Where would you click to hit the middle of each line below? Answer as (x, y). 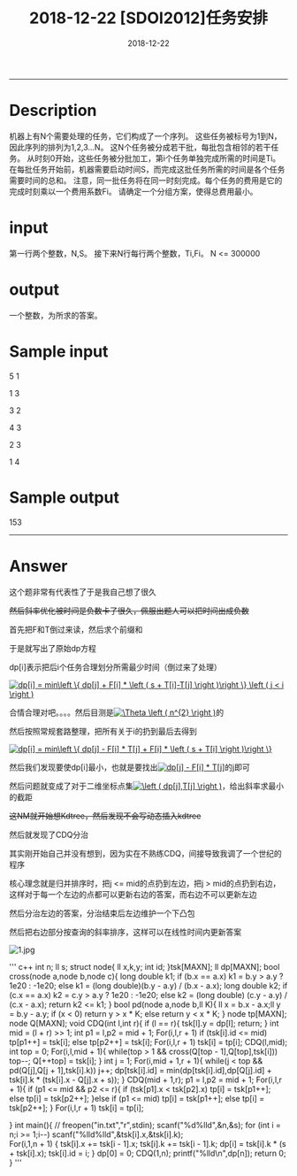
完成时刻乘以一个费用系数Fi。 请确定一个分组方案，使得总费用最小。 (133, 191)
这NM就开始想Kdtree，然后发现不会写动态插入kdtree (105, 816)
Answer (38, 566)
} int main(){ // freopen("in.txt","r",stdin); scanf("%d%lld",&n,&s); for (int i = (145, 1125)
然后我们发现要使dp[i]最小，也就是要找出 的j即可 (129, 767)
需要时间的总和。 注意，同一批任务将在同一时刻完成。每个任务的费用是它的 (146, 180)
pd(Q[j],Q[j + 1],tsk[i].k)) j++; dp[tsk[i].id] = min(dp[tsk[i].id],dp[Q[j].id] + (141, 1070)
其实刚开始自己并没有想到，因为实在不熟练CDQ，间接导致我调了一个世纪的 (146, 853)
